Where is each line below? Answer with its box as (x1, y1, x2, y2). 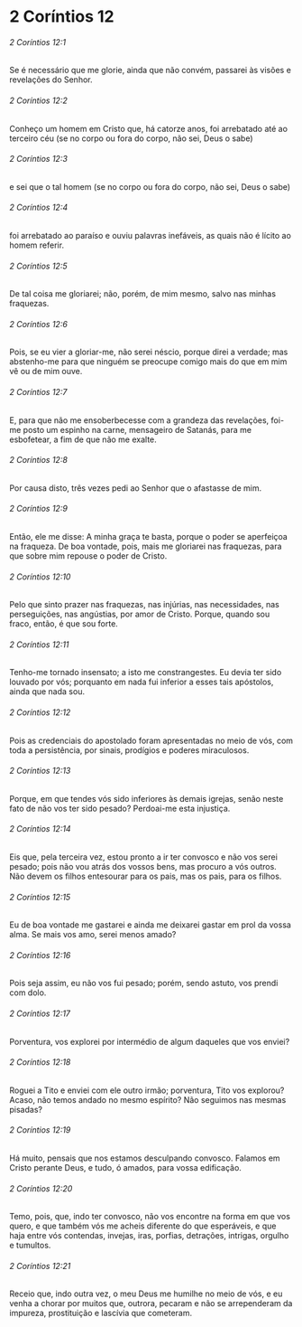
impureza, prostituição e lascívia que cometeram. (9, 1308, 192, 1319)
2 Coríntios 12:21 (9, 1260, 71, 1271)
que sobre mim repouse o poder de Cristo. (9, 551, 168, 561)
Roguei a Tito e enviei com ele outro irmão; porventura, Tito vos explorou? (9, 1085, 285, 1096)
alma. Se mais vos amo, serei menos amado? (9, 929, 177, 940)
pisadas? (9, 1104, 43, 1115)
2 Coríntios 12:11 (9, 639, 69, 650)
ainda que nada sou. (9, 686, 86, 697)
